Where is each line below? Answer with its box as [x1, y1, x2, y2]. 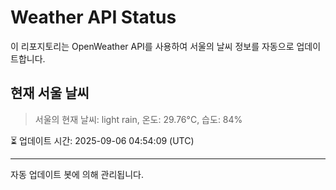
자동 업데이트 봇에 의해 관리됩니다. [10, 168, 144, 180]
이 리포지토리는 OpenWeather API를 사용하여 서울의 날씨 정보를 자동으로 [10, 40, 295, 52]
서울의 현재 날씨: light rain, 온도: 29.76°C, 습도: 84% [34, 113, 243, 125]
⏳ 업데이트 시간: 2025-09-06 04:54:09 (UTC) [10, 134, 195, 146]
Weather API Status [10, 6, 177, 29]
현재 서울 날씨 [10, 85, 90, 102]
